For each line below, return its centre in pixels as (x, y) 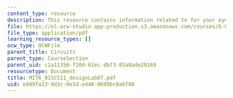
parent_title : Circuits (42, 52)
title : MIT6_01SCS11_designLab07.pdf (62, 78)
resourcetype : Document (42, 71)
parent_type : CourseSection (48, 59)
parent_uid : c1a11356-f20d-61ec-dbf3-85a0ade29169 (82, 65)
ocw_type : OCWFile (34, 46)
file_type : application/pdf (48, 33)
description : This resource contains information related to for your (111, 20)
